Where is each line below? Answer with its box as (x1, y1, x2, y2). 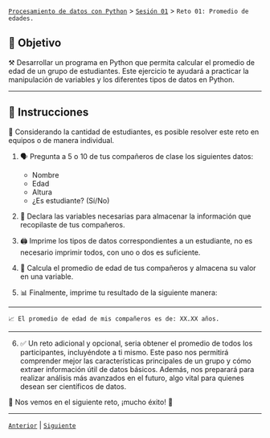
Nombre (31, 170, 59, 179)
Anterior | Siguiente (8, 420, 76, 430)
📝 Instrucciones (8, 105, 89, 119)
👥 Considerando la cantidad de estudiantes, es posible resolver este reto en (8, 127, 260, 137)
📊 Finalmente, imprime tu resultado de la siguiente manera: (19, 288, 218, 297)
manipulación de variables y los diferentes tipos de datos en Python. (8, 75, 235, 84)
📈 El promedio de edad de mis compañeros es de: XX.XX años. (8, 314, 219, 323)
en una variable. (19, 272, 74, 281)
